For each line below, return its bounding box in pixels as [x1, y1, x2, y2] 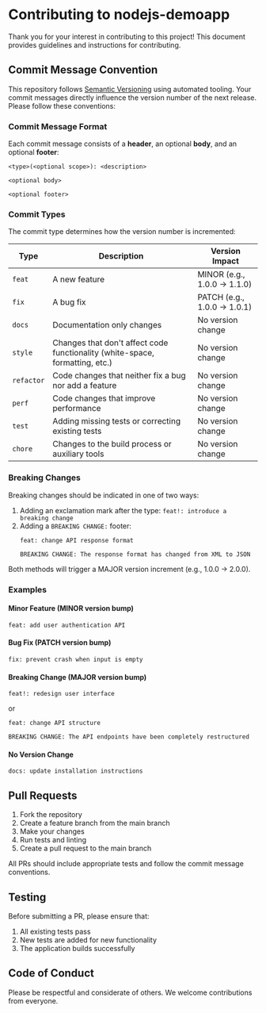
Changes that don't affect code [52, 337, 169, 348]
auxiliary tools [52, 448, 104, 459]
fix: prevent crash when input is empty [8, 655, 144, 663]
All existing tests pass [19, 927, 91, 936]
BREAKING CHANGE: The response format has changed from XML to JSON [19, 550, 251, 558]
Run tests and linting [19, 835, 87, 845]
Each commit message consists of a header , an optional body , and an [8, 139, 237, 148]
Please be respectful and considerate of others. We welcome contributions [8, 988, 253, 997]
